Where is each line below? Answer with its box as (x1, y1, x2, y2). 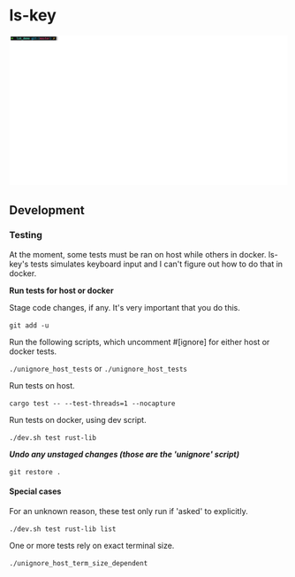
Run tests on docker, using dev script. (9, 414, 147, 425)
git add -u (9, 320, 49, 330)
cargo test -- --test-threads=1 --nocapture (9, 399, 176, 408)
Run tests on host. (9, 380, 75, 390)
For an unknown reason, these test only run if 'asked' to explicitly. (9, 506, 249, 517)
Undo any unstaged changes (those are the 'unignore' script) (9, 449, 240, 459)
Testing (9, 229, 42, 242)
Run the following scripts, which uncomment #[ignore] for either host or (9, 336, 270, 347)
